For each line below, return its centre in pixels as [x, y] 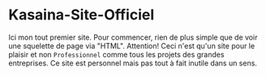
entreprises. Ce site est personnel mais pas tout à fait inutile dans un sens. [133, 63]
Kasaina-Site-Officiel [82, 15]
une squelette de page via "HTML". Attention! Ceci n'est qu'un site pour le [132, 45]
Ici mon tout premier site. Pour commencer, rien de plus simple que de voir [133, 37]
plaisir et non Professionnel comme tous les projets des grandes [116, 54]
